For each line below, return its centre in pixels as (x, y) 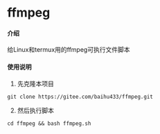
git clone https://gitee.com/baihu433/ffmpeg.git (80, 97)
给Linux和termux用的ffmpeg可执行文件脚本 (69, 50)
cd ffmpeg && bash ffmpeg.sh (49, 123)
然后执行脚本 (35, 110)
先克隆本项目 (35, 84)
